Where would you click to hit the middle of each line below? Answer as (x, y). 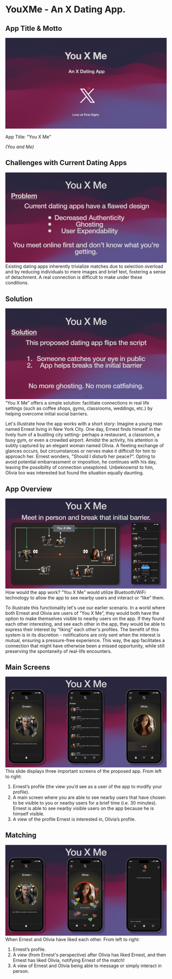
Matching (21, 835)
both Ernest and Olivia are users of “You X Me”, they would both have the (82, 613)
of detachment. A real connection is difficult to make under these (74, 277)
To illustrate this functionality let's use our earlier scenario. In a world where (85, 607)
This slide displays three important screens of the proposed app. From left (83, 771)
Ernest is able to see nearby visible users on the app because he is (83, 808)
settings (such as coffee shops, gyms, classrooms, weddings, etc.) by (79, 408)
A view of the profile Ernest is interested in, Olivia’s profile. (74, 819)
